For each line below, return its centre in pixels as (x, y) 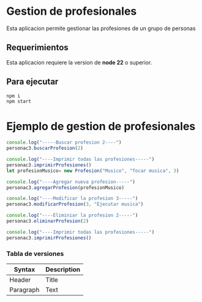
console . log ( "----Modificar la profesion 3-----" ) (72, 199)
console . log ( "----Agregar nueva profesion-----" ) (71, 182)
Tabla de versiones (35, 254)
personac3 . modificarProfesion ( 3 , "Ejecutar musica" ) (75, 204)
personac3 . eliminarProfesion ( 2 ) (47, 221)
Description (63, 269)
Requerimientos (37, 48)
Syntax (24, 269)
